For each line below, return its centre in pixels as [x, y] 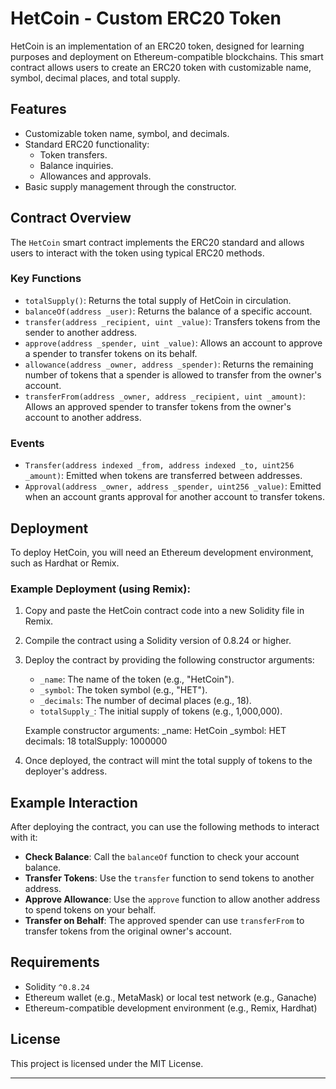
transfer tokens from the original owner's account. [128, 931]
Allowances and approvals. [95, 176]
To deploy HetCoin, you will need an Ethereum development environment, [162, 552]
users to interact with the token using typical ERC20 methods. [137, 253]
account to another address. [83, 417]
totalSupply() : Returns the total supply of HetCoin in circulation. [158, 300]
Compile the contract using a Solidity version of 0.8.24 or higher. [158, 641]
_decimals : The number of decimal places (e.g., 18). [145, 701]
